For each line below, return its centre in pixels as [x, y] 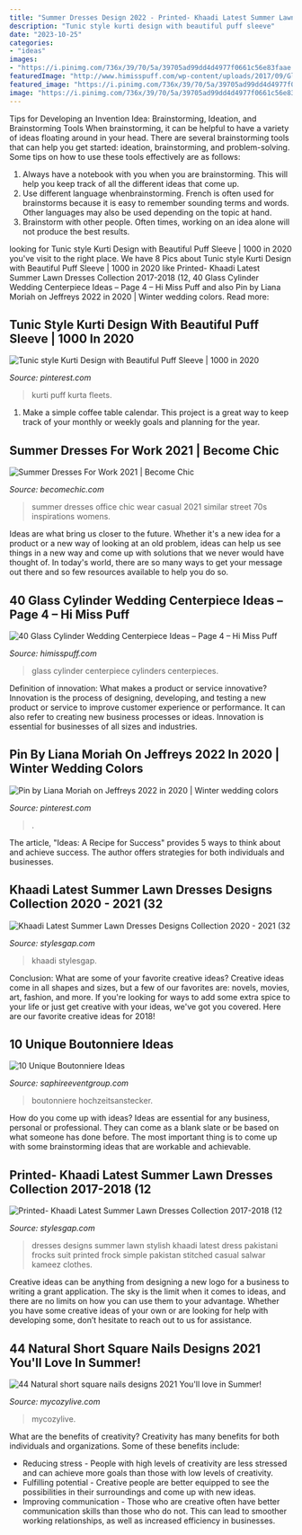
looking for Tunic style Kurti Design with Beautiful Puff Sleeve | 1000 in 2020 [151, 249]
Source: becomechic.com [57, 490]
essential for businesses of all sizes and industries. [103, 726]
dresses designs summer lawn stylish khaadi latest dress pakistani [155, 1246]
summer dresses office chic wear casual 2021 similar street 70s [149, 507]
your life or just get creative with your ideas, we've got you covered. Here [145, 1007]
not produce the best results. [76, 231]
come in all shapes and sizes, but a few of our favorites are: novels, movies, [150, 987]
